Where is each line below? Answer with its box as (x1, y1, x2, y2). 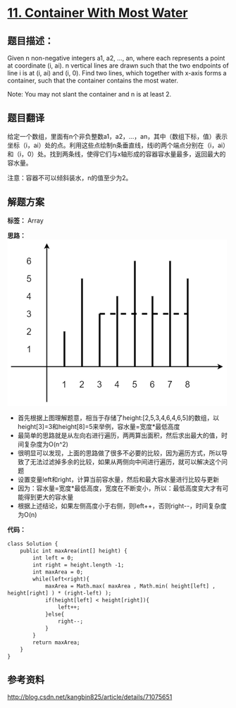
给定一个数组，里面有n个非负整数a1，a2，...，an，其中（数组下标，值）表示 (7, 132, 228, 140)
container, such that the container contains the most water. (7, 76, 178, 85)
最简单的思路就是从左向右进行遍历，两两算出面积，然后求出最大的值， (17, 431, 222, 440)
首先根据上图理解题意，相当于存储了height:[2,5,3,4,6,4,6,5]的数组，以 (17, 414, 220, 422)
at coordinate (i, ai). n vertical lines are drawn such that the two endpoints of (7, 61, 229, 70)
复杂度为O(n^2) (23, 440, 69, 448)
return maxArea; (32, 639, 80, 646)
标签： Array (7, 216, 44, 225)
